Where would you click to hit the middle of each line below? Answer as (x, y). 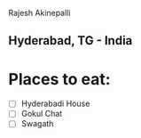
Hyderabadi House (55, 104)
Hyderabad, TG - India (70, 41)
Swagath (37, 124)
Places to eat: (60, 79)
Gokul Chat (42, 114)
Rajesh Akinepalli (39, 13)
